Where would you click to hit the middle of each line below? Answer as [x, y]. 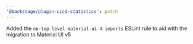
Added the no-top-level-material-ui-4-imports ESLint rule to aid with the [97, 28]
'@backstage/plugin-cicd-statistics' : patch [62, 11]
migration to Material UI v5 [39, 34]
